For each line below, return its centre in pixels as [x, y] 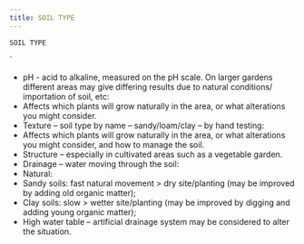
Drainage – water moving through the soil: [101, 163]
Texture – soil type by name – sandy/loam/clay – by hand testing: [143, 125]
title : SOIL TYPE [42, 18]
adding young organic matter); [79, 212]
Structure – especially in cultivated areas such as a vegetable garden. [152, 154]
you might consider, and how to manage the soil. [113, 144]
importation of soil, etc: [66, 96]
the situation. [47, 231]
